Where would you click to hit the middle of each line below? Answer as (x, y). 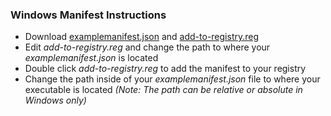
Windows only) (55, 100)
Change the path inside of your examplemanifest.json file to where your (172, 79)
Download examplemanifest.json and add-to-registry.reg (142, 37)
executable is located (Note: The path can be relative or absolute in (163, 90)
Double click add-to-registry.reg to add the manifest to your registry (165, 69)
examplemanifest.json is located (91, 58)
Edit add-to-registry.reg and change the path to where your (147, 47)
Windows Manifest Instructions (88, 15)
